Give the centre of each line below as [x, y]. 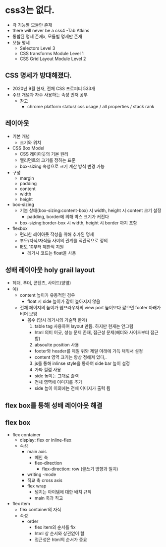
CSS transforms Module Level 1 [52, 53]
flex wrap [37, 486]
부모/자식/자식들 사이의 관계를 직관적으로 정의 [64, 240]
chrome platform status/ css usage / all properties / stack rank [91, 106]
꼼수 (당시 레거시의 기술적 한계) [57, 320]
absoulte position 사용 [57, 345]
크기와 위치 [30, 142]
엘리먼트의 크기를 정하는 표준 [48, 160]
